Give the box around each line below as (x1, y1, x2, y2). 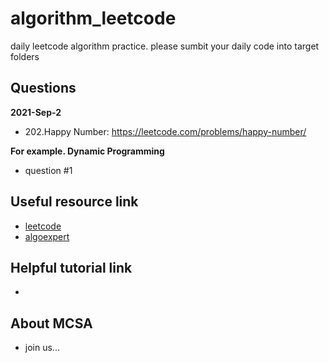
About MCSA (10, 315, 93, 332)
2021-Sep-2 (10, 106, 62, 118)
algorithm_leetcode (10, 7, 177, 30)
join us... (24, 342, 60, 354)
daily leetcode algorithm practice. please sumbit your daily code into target (10, 40, 320, 52)
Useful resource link (10, 193, 139, 211)
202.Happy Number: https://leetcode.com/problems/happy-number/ (24, 125, 307, 137)
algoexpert (24, 230, 70, 242)
